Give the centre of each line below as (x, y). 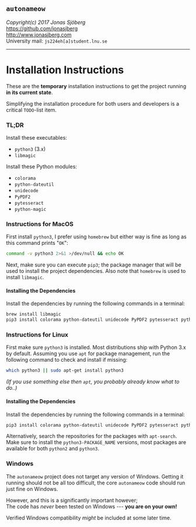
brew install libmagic (34, 314)
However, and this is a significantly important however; (72, 500)
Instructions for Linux (37, 335)
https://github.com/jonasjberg (42, 28)
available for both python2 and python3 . (53, 449)
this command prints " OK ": (37, 243)
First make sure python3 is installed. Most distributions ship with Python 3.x (96, 348)
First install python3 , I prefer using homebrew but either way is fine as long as (96, 237)
